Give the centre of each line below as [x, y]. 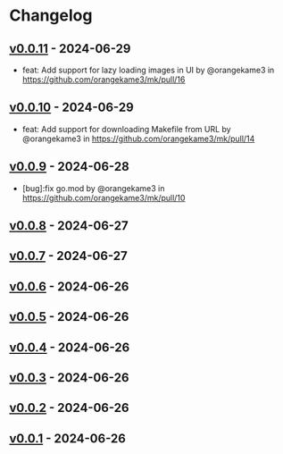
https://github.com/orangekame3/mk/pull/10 [104, 198]
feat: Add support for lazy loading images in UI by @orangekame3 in [148, 70]
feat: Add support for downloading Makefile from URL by [126, 129]
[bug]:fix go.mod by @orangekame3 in [93, 188]
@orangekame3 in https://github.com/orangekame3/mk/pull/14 [138, 139]
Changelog [51, 16]
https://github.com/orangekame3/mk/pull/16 [104, 80]
